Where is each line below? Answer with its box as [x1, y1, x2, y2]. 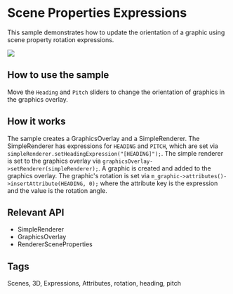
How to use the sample [7, 69, 109, 81]
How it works [7, 116, 66, 128]
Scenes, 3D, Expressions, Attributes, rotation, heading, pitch [7, 279, 181, 288]
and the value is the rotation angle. [7, 186, 107, 194]
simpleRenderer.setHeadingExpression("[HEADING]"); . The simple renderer [7, 149, 223, 157]
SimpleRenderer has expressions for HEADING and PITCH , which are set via [7, 142, 219, 150]
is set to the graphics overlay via [7, 156, 102, 165]
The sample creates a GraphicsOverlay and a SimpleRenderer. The [7, 134, 200, 142]
